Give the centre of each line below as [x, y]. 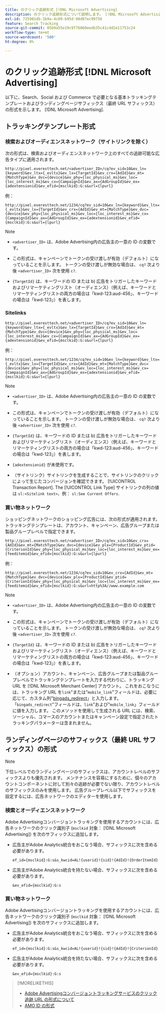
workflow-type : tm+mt [27, 33]
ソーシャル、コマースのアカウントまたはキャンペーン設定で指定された [83, 717]
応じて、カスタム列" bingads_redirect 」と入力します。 [67, 698]
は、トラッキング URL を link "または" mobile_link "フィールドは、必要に [85, 692]
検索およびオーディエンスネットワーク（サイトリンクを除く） [78, 142]
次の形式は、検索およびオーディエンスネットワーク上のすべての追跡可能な [80, 153]
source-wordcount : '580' [31, 37]
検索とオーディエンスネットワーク [45, 810]
